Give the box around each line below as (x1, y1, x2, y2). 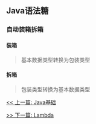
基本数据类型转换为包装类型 (21, 56, 91, 64)
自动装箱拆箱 (6, 25, 44, 34)
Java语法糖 (6, 5, 49, 16)
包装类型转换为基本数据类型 (21, 85, 91, 93)
